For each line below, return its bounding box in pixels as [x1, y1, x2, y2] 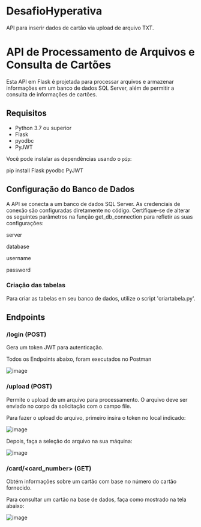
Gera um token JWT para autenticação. [6, 344, 104, 351]
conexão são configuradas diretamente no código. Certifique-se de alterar [6, 207, 191, 214]
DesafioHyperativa [6, 4, 103, 18]
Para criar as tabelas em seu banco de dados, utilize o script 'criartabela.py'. [6, 295, 196, 302]
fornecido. [6, 484, 32, 491]
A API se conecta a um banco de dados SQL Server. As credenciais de [6, 200, 181, 207]
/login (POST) [6, 330, 47, 338]
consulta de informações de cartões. [6, 90, 97, 98]
